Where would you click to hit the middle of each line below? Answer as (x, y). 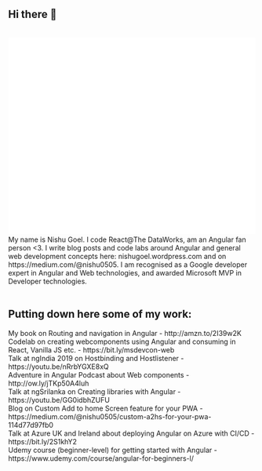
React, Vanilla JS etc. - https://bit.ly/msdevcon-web (91, 349)
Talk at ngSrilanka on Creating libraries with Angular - (95, 391)
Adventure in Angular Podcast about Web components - (99, 374)
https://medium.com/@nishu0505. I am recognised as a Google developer (128, 265)
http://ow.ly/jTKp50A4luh (49, 383)
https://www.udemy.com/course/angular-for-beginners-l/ (101, 458)
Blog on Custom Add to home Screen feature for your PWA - (106, 408)
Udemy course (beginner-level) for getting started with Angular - (113, 450)
